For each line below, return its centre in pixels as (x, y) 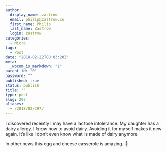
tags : (11, 48)
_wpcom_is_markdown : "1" (36, 66)
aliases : (14, 104)
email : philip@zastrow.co (37, 19)
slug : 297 (16, 99)
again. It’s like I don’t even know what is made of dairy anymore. (72, 134)
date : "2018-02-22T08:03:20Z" (37, 57)
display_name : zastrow (34, 15)
